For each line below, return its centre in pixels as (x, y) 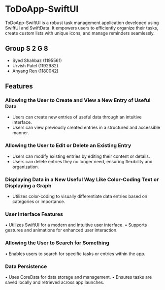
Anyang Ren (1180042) (35, 71)
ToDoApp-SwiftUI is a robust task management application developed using (82, 23)
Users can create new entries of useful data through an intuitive (77, 117)
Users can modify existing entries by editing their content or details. (81, 156)
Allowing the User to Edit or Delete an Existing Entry (68, 145)
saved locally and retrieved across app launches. (55, 282)
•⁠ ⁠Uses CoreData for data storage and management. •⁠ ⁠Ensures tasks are (79, 277)
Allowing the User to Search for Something (57, 243)
